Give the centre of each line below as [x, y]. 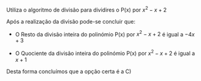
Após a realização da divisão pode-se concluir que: [71, 21]
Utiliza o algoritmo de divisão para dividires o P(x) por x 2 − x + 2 [86, 9]
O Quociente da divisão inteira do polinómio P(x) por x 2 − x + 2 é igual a [105, 53]
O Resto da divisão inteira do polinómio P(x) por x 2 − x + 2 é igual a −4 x [105, 34]
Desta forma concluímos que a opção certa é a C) [69, 71]
